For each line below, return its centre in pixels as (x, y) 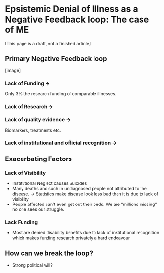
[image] (13, 70)
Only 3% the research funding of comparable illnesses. (61, 94)
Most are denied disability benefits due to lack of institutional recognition (86, 233)
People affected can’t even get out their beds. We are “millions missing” (84, 204)
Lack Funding (22, 222)
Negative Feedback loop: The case (77, 19)
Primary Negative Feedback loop (56, 59)
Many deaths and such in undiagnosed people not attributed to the (79, 188)
